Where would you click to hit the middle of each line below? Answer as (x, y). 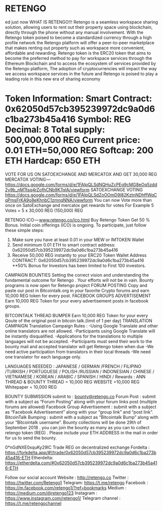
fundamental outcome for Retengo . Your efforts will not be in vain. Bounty (80, 280)
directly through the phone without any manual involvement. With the (74, 32)
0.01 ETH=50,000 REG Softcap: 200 (79, 150)
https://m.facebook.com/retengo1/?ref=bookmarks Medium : (66, 488)
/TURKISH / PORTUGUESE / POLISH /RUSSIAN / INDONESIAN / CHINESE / (80, 371)
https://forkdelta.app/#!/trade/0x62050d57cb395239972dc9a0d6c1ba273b (81, 452)
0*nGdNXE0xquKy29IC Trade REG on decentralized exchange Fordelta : (77, 447)
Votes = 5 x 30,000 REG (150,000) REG (44, 210)
